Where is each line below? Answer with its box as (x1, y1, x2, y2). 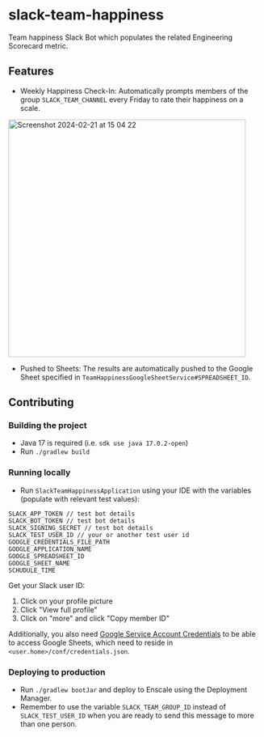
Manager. (19, 693, 52, 703)
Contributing (8, 396, 74, 409)
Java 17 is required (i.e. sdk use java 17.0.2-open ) (19, 438, 189, 448)
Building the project (8, 420, 87, 431)
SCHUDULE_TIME (8, 566, 57, 574)
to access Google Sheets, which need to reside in (8, 637, 174, 647)
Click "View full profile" (19, 604, 98, 614)
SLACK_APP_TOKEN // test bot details (8, 510, 136, 518)
